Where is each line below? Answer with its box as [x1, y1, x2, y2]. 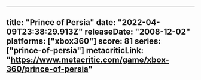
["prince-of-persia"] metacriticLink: [6, 45, 144, 56]
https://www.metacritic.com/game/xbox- [10, 55, 169, 65]
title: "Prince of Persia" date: [6, 17, 116, 27]
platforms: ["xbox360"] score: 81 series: [6, 36, 162, 47]
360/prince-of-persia [6, 64, 89, 75]
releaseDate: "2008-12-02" [84, 27, 191, 37]
